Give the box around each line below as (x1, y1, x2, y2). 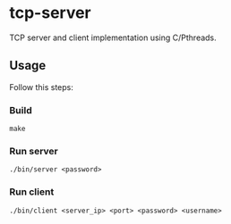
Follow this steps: (9, 81, 73, 92)
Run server (9, 145, 58, 157)
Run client (9, 186, 55, 198)
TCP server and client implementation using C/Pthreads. (9, 32, 217, 43)
